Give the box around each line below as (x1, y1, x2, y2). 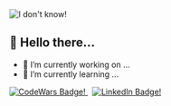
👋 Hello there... (9, 35, 96, 51)
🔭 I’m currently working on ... (22, 59, 130, 70)
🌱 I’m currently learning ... (22, 68, 119, 80)
